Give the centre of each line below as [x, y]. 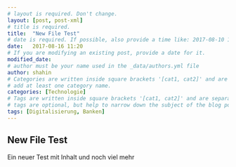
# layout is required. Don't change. [63, 14]
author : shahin [29, 72]
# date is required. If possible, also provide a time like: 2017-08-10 [116, 40]
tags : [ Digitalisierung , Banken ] [56, 112]
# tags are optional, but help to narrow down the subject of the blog [114, 105]
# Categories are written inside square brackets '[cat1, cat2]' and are [118, 79]
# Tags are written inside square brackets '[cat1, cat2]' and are [108, 99]
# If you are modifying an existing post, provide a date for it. [106, 53]
